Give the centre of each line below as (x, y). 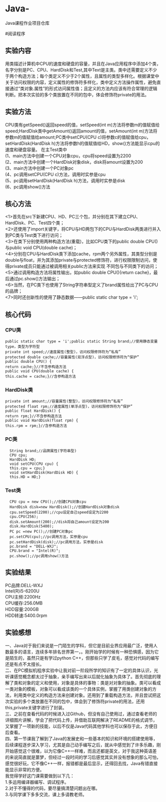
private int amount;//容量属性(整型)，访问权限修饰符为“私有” (64, 401)
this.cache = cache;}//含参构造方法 (41, 377)
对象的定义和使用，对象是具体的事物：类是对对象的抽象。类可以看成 (91, 682)
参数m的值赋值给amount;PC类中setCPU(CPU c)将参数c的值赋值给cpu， (78, 137)
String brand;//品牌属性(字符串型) (43, 451)
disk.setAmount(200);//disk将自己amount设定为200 (60, 522)
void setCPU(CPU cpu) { (34, 464)
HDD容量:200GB (22, 609)
